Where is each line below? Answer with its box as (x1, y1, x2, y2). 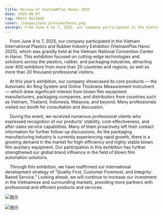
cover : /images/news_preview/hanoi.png (5, 20, 86, 26)
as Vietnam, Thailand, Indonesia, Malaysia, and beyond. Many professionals (5, 99, 157, 105)
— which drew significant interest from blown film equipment (5, 89, 127, 95)
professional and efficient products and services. (5, 185, 103, 190)
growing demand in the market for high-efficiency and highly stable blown (5, 139, 153, 145)
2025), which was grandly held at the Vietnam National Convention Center (5, 49, 154, 55)
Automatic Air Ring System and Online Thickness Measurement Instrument (5, 84, 154, 89)
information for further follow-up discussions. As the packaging (5, 129, 132, 135)
